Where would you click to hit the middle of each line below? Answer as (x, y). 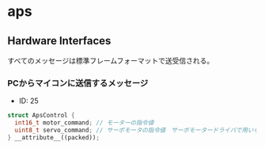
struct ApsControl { (42, 116)
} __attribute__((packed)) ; (54, 137)
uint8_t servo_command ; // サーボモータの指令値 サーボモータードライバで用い (134, 130)
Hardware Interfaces (59, 41)
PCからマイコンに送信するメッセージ (78, 83)
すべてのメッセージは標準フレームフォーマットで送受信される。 (111, 61)
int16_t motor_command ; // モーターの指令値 (84, 123)
